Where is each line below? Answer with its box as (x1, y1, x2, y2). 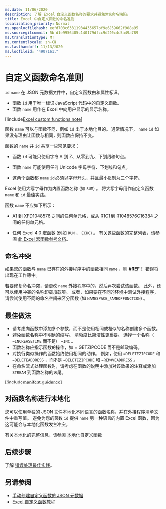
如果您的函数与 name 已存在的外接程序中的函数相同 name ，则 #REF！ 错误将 (5, 266, 159, 272)
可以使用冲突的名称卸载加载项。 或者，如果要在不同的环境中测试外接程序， (5, 289, 159, 295)
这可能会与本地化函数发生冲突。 (5, 421, 70, 427)
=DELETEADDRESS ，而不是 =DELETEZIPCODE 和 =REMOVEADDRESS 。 (12, 357, 138, 363)
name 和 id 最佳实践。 (5, 192, 49, 198)
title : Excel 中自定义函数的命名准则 (5, 16, 75, 21)
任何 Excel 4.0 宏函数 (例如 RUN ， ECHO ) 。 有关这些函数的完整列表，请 (12, 230, 155, 236)
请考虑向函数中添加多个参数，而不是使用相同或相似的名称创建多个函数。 (12, 326, 160, 332)
